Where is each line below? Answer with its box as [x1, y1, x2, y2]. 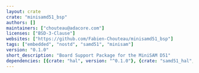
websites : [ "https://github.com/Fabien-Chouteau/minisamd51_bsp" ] [6, 36, 174, 42]
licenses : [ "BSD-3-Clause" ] [6, 31, 76, 36]
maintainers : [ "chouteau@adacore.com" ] [6, 25, 105, 31]
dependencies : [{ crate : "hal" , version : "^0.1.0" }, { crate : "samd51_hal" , [6, 58, 195, 64]
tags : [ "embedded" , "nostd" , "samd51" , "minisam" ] [6, 42, 134, 48]
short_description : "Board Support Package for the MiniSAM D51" [6, 52, 171, 58]
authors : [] [6, 19, 36, 25]
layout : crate [6, 8, 41, 15]
